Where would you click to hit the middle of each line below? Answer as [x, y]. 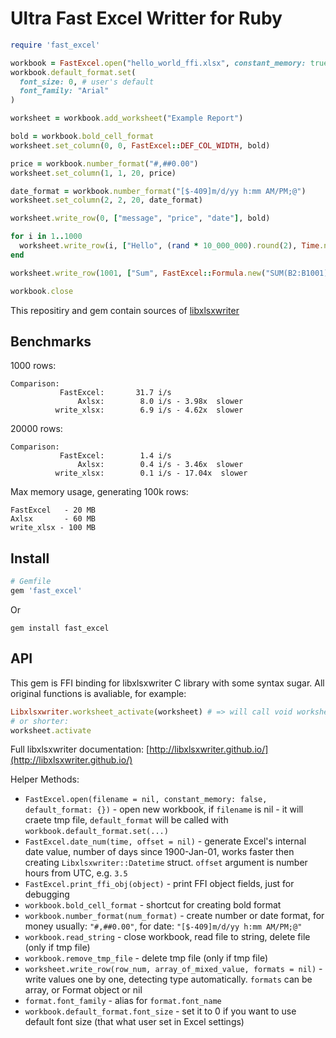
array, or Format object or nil [83, 990]
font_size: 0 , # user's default [87, 82]
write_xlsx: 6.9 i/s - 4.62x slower [149, 410]
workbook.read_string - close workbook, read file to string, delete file [167, 937]
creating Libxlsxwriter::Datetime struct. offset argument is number [166, 863]
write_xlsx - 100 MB [53, 528]
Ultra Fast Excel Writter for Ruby [146, 18]
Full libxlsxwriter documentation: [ [80, 749]
